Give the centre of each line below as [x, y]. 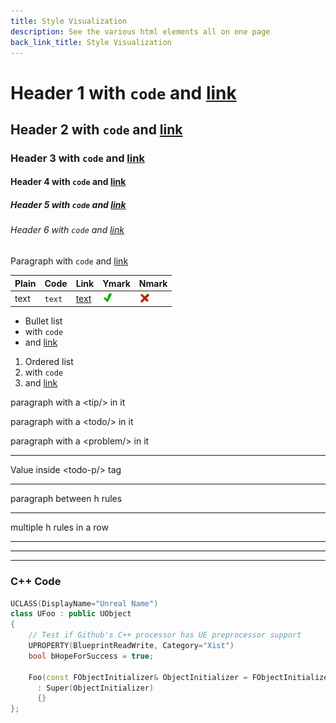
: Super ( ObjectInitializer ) [95, 688]
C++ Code [36, 582]
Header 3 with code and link [77, 158]
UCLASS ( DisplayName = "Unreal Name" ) [84, 603]
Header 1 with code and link [123, 92]
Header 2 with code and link [96, 129]
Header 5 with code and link [68, 205]
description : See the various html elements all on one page [140, 31]
